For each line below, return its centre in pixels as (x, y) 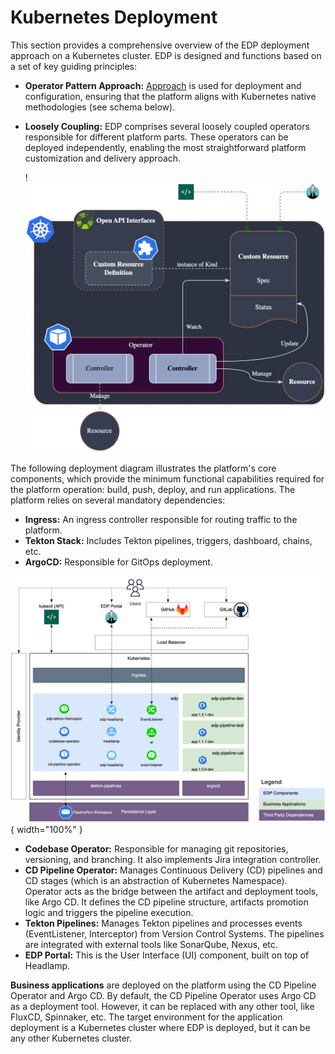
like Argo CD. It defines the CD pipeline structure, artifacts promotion (166, 902)
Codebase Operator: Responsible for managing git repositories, (156, 848)
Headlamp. (47, 965)
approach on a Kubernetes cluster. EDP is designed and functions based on (166, 55)
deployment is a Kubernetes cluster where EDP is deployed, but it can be (160, 1027)
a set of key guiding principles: (74, 66)
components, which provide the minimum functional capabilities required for (167, 478)
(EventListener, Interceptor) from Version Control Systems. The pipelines (174, 933)
